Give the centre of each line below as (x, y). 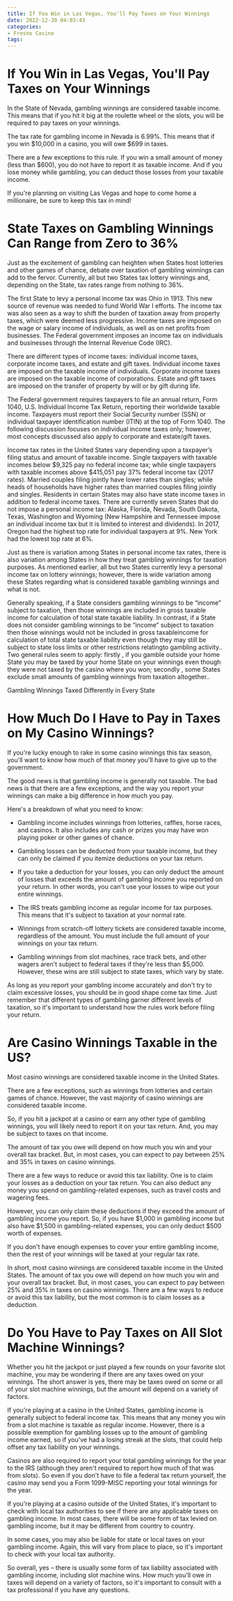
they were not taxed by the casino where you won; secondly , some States (114, 669)
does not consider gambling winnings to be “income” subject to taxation (111, 625)
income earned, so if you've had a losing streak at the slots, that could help (115, 1439)
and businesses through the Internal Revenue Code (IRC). (90, 343)
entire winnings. (40, 894)
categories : (24, 26)
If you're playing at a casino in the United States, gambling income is (105, 1410)
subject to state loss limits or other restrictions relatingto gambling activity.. (115, 647)
